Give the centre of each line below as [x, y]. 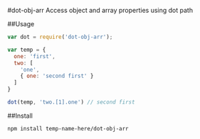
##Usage [21, 24]
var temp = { [27, 50]
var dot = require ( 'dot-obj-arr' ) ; [60, 37]
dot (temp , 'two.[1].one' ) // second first [71, 102]
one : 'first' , [35, 56]
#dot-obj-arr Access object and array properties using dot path [100, 10]
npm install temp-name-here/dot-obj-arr [68, 128]
